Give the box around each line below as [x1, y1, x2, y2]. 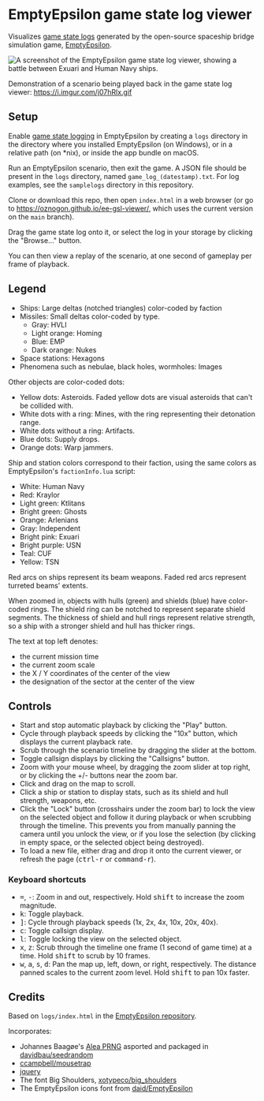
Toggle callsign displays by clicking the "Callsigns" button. [19, 754, 210, 763]
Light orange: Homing [31, 328, 102, 338]
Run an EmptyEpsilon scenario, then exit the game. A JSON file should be [8, 163, 247, 173]
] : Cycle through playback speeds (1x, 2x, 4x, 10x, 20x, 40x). [19, 917, 218, 927]
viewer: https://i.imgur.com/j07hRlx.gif [8, 87, 132, 96]
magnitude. [19, 901, 57, 910]
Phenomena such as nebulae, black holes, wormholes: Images [19, 361, 223, 371]
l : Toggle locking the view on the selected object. [19, 934, 182, 943]
